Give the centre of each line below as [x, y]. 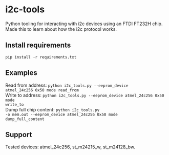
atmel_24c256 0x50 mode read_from [42, 90]
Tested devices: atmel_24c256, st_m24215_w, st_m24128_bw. [70, 147]
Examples [21, 73]
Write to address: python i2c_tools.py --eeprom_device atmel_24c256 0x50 [85, 95]
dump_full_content [25, 119]
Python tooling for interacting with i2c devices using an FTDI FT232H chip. [84, 24]
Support [19, 134]
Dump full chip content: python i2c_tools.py [52, 109]
